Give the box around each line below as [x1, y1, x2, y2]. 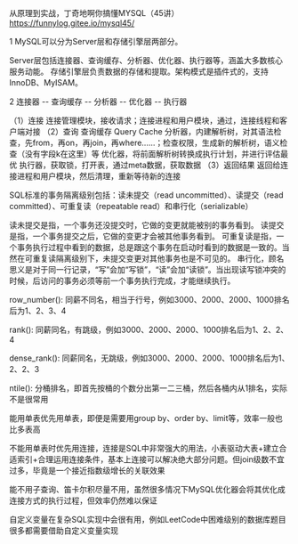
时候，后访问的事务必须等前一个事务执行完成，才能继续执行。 [9, 275, 236, 286]
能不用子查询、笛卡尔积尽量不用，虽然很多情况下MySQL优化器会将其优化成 [9, 484, 286, 494]
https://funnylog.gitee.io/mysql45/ [9, 18, 135, 28]
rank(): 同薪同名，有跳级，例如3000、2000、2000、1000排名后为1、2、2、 [9, 324, 289, 335]
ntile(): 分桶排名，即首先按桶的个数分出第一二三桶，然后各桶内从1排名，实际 [9, 383, 287, 394]
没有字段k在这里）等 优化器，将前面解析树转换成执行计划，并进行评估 [24, 149, 281, 158]
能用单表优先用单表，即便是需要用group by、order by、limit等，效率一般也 [9, 413, 283, 423]
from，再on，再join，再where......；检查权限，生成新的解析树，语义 [32, 137, 280, 148]
